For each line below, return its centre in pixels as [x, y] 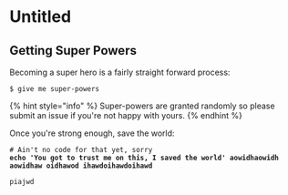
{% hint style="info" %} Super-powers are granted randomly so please [142, 106]
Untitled [41, 17]
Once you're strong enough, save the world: [92, 133]
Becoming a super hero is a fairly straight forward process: [120, 72]
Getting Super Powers [73, 51]
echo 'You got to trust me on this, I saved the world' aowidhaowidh [144, 158]
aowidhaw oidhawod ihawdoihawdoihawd [81, 166]
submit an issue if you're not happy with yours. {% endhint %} [126, 115]
